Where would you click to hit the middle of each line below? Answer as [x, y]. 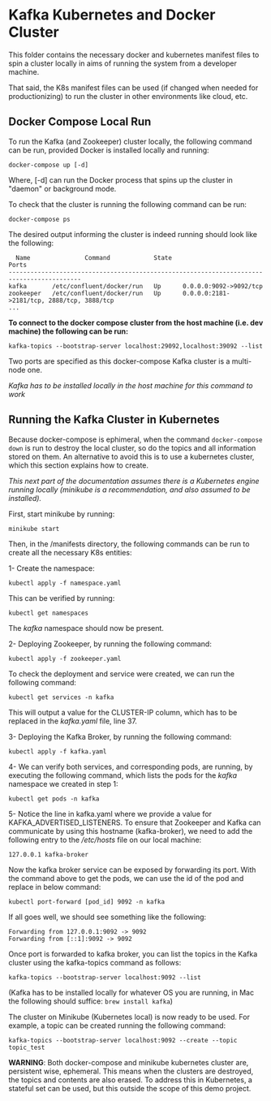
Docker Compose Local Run [80, 122]
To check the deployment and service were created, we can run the [122, 674]
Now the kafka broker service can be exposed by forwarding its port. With [132, 870]
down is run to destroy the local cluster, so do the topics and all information [132, 447]
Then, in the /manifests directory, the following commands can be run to [129, 544]
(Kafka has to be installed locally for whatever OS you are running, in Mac [131, 992]
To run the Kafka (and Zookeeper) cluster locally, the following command [131, 141]
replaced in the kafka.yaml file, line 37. [73, 721]
